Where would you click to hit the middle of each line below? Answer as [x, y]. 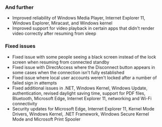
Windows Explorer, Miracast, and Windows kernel [62, 23]
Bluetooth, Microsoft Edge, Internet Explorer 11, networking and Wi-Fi [82, 98]
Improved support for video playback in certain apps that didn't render [83, 28]
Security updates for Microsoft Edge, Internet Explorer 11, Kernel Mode [83, 108]
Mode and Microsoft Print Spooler [46, 119]
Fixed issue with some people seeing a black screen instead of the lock [84, 57]
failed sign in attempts [35, 83]
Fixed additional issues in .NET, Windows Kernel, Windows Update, [80, 88]
